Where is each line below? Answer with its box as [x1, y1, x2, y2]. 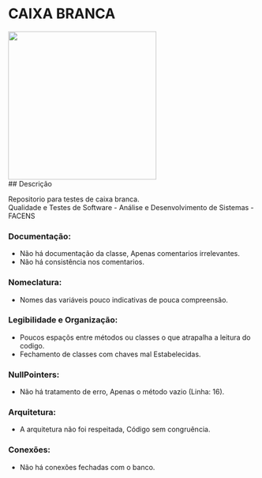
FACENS [8, 211, 36, 220]
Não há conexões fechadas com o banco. [19, 462, 155, 472]
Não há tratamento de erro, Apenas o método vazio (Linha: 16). [19, 387, 225, 397]
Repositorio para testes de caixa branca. [8, 194, 140, 204]
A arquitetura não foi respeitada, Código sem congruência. [19, 424, 211, 435]
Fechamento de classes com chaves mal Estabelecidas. [19, 349, 201, 359]
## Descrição [8, 179, 53, 188]
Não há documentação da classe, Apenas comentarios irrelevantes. [19, 249, 241, 258]
